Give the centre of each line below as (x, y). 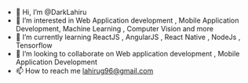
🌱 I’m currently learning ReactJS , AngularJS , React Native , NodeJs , (128, 37)
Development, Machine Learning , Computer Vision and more (115, 29)
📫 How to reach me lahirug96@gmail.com (84, 71)
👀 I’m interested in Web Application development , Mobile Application (127, 20)
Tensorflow (34, 45)
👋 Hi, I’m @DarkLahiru (51, 12)
